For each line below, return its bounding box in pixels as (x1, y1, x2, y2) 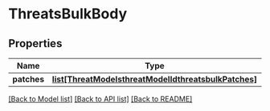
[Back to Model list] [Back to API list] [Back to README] (8, 94, 193, 104)
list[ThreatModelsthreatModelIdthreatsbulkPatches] (51, 73, 258, 85)
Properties (8, 37, 63, 50)
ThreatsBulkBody (8, 5, 128, 23)
